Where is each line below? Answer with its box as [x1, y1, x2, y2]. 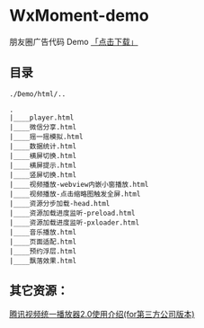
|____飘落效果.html [9, 256, 77, 265]
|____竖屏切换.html [9, 170, 77, 180]
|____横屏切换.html [9, 151, 77, 160]
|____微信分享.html [9, 122, 77, 131]
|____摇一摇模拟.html [9, 132, 84, 141]
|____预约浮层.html [9, 246, 77, 256]
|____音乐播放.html [9, 227, 77, 236]
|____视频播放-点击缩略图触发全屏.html [9, 190, 141, 199]
